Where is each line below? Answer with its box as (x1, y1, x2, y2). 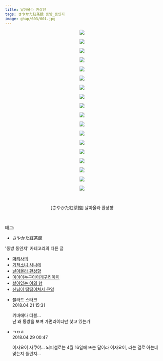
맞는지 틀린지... (12, 351, 41, 357)
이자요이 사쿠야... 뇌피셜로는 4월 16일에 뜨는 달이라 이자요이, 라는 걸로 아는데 (12, 344, 159, 350)
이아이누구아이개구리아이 (12, 274, 60, 280)
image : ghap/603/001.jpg (5, 16, 56, 21)
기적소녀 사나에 (12, 262, 41, 268)
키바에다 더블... (12, 313, 41, 318)
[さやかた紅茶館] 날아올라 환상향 (50, 205, 114, 211)
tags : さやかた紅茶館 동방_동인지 (5, 12, 65, 17)
